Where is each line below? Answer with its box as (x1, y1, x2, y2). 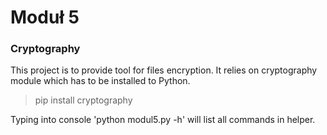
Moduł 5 (10, 6, 80, 29)
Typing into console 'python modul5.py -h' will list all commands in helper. (10, 114, 316, 126)
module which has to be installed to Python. (10, 75, 191, 87)
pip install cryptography (34, 94, 133, 106)
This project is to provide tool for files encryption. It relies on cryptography (10, 64, 318, 76)
